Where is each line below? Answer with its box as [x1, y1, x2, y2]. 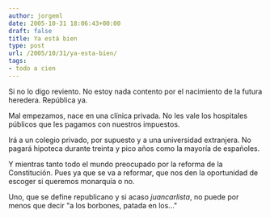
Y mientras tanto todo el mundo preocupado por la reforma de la [8, 159, 224, 169]
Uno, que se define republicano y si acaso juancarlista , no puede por [8, 191, 239, 202]
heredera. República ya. [8, 94, 88, 105]
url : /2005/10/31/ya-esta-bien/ [8, 49, 117, 57]
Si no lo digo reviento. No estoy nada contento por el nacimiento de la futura [8, 86, 263, 96]
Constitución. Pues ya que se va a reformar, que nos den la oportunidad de [8, 167, 259, 178]
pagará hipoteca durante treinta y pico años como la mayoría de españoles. [8, 143, 260, 153]
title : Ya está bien [8, 34, 78, 43]
